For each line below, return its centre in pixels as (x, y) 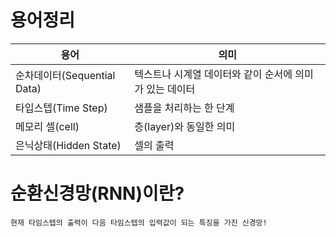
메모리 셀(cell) (47, 126)
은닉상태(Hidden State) (68, 145)
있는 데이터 (171, 89)
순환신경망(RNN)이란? (97, 193)
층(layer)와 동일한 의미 (185, 126)
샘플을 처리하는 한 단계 (184, 108)
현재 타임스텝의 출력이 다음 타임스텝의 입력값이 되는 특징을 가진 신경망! (139, 222)
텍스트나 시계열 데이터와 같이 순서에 (213, 74)
